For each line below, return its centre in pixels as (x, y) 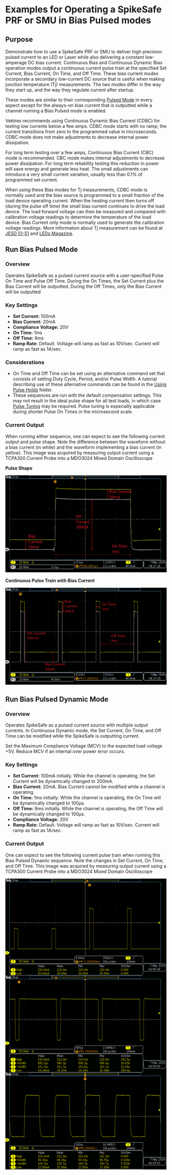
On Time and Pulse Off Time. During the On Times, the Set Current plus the (84, 281)
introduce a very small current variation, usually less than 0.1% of (74, 174)
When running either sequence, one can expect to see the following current (85, 436)
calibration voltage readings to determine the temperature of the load (78, 217)
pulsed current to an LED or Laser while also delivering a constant (75, 57)
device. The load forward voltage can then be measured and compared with (85, 211)
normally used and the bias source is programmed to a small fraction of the (85, 195)
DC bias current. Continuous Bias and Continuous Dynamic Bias (95, 62)
